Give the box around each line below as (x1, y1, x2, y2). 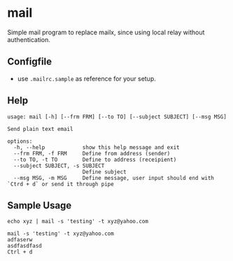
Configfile (7, 56, 52, 68)
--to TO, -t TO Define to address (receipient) (13, 156, 177, 163)
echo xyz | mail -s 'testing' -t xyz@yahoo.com (7, 218, 149, 225)
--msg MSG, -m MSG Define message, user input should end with (13, 174, 215, 181)
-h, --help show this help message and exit (13, 143, 180, 151)
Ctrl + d (7, 248, 33, 256)
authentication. (7, 35, 51, 43)
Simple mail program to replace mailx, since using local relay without (7, 28, 205, 36)
